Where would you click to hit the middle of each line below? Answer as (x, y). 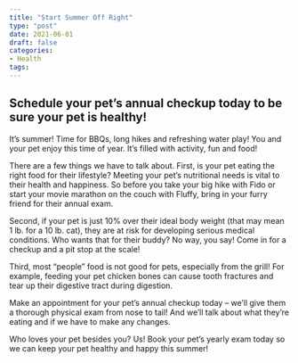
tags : (19, 68)
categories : (31, 51)
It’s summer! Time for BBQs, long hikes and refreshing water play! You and (145, 138)
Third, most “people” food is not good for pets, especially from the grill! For (147, 266)
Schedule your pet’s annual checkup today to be (146, 103)
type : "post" (33, 26)
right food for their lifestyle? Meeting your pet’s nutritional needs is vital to (145, 175)
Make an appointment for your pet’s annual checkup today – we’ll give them (148, 302)
